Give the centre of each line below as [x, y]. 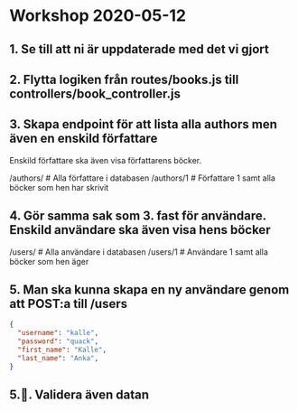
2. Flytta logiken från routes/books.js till [124, 79]
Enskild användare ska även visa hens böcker [140, 230]
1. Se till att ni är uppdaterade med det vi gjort [139, 49]
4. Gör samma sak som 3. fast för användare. [138, 216]
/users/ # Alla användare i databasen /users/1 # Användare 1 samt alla [139, 252]
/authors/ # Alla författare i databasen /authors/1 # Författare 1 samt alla [142, 178]
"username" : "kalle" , [58, 333]
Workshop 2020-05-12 [98, 16]
